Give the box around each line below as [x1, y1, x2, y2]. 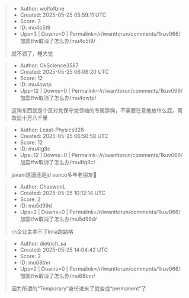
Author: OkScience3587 [20, 62, 79, 69]
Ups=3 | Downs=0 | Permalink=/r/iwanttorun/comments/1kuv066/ [20, 30, 181, 37]
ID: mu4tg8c [20, 145, 51, 152]
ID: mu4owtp [20, 81, 52, 88]
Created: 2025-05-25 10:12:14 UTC [20, 190, 106, 196]
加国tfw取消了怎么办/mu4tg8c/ [20, 159, 96, 165]
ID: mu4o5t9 [20, 24, 51, 31]
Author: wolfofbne [20, 5, 65, 12]
